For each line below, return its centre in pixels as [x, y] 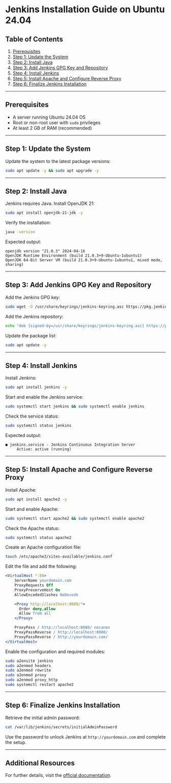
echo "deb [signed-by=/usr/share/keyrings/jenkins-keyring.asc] [75, 326]
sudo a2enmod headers [28, 665]
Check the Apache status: [33, 528]
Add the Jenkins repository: [34, 316]
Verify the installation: [28, 223]
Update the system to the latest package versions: [58, 161]
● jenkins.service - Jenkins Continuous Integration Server [70, 445]
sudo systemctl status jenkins [38, 426]
